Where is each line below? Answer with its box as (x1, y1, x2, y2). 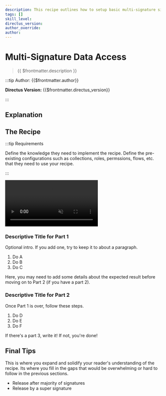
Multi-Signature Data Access (5, 51, 127, 63)
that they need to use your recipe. (5, 161, 74, 167)
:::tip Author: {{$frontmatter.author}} (5, 77, 79, 83)
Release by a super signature (12, 385, 72, 391)
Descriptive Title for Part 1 (5, 233, 69, 240)
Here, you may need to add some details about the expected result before (5, 274, 156, 280)
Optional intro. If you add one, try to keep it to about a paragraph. (5, 244, 138, 250)
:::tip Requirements (5, 141, 43, 147)
